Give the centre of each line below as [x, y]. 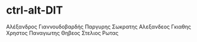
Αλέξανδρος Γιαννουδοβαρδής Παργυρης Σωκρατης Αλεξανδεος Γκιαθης [98, 27]
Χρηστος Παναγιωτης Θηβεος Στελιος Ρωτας [62, 33]
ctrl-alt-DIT [35, 10]
